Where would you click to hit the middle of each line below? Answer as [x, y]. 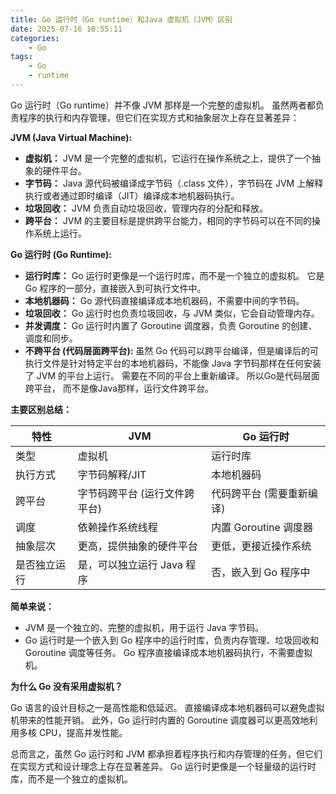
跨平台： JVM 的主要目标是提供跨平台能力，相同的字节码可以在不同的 [168, 220]
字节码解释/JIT [112, 474]
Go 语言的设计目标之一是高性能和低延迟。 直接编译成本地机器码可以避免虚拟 [167, 707]
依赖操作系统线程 [117, 527]
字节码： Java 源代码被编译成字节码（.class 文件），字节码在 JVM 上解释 [174, 183]
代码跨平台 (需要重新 [259, 493]
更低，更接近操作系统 [261, 546]
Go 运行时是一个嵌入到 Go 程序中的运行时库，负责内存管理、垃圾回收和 [172, 640]
